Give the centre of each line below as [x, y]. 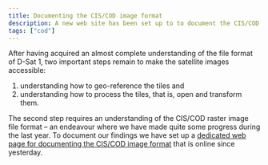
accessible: [27, 70]
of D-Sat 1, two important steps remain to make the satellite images [119, 62]
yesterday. [26, 152]
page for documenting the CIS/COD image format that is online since [122, 144]
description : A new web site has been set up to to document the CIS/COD [134, 23]
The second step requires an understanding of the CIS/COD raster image [129, 119]
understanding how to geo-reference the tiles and [102, 86]
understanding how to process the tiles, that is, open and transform [131, 95]
